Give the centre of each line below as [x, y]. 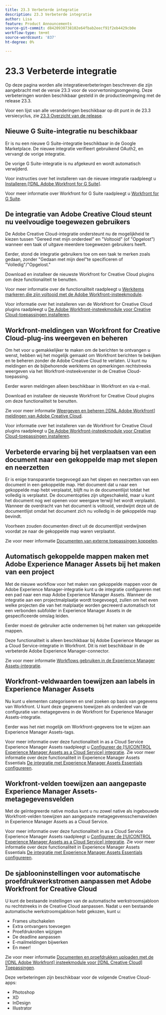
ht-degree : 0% [20, 42]
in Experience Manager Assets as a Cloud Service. [57, 822]
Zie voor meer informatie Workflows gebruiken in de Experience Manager [80, 660]
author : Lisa [19, 19]
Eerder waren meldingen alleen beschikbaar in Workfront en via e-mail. [78, 386]
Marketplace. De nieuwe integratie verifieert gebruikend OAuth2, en [74, 148]
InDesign [21, 1003]
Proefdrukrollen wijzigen [37, 932]
